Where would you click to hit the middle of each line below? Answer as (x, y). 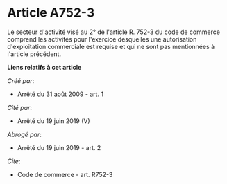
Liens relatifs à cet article (44, 67)
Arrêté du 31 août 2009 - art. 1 (60, 94)
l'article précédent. (34, 54)
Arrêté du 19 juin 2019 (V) (53, 121)
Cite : (14, 161)
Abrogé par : (24, 134)
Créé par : (21, 80)
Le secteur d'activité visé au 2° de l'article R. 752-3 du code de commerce (114, 32)
